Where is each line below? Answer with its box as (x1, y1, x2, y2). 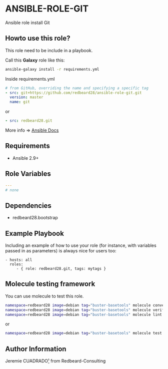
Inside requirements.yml (5, 76, 55, 82)
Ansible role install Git (5, 20, 50, 26)
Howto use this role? (5, 34, 70, 43)
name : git (9, 100, 30, 105)
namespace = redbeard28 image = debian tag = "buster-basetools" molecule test (5, 331, 162, 336)
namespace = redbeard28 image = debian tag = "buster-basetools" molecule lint (5, 312, 162, 317)
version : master (9, 95, 43, 100)
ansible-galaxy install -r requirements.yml (5, 67, 99, 72)
